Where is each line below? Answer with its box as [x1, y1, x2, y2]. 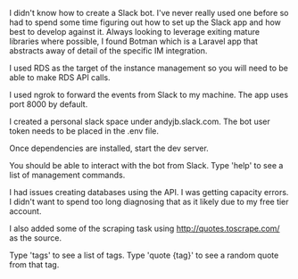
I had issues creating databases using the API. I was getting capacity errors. [9, 187, 289, 197]
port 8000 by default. [9, 99, 88, 110]
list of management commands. [9, 169, 126, 180]
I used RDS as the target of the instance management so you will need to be [9, 62, 288, 73]
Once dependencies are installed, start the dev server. [9, 143, 210, 153]
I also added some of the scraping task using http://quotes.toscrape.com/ [9, 223, 280, 234]
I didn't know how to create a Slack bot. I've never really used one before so [9, 8, 289, 18]
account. [9, 206, 42, 217]
